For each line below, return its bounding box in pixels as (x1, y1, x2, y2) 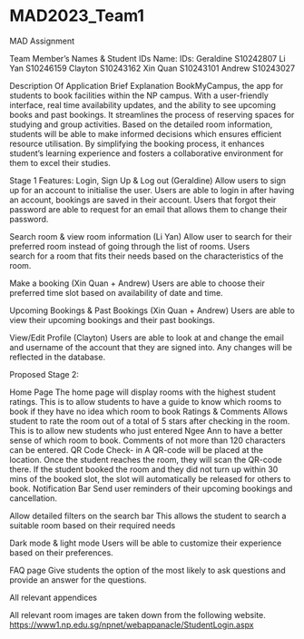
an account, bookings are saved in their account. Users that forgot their (9, 194, 277, 205)
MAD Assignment (9, 35, 75, 46)
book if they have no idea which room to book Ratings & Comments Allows (9, 406, 289, 417)
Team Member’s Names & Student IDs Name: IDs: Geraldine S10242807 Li (9, 53, 286, 64)
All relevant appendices (9, 592, 98, 603)
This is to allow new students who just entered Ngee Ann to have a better (9, 425, 283, 436)
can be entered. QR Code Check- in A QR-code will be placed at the (9, 444, 264, 455)
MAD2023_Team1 (9, 5, 145, 26)
